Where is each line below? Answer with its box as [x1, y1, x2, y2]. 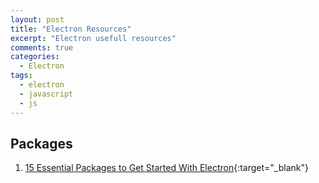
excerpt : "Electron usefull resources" [10, 33, 177, 43]
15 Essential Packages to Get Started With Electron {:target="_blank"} [24, 162, 309, 174]
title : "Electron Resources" [10, 24, 132, 34]
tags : [10, 71, 33, 81]
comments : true [10, 42, 74, 53]
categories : [10, 52, 60, 62]
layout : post [10, 14, 65, 25]
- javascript [19, 89, 74, 99]
